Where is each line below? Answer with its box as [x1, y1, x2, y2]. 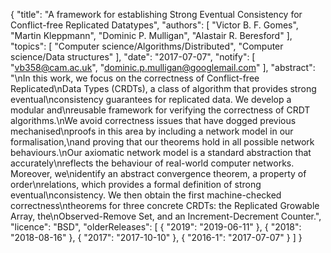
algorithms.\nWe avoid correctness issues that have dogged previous [10, 115, 297, 126]
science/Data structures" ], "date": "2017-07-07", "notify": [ [10, 51, 256, 63]
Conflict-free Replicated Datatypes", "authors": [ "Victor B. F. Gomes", [10, 19, 299, 31]
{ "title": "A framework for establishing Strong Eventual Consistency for [10, 9, 303, 20]
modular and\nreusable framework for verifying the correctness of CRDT [10, 104, 311, 116]
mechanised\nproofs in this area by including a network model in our [10, 125, 294, 137]
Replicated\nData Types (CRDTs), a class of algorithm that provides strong [10, 83, 317, 94]
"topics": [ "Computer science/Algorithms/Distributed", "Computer [10, 40, 284, 52]
